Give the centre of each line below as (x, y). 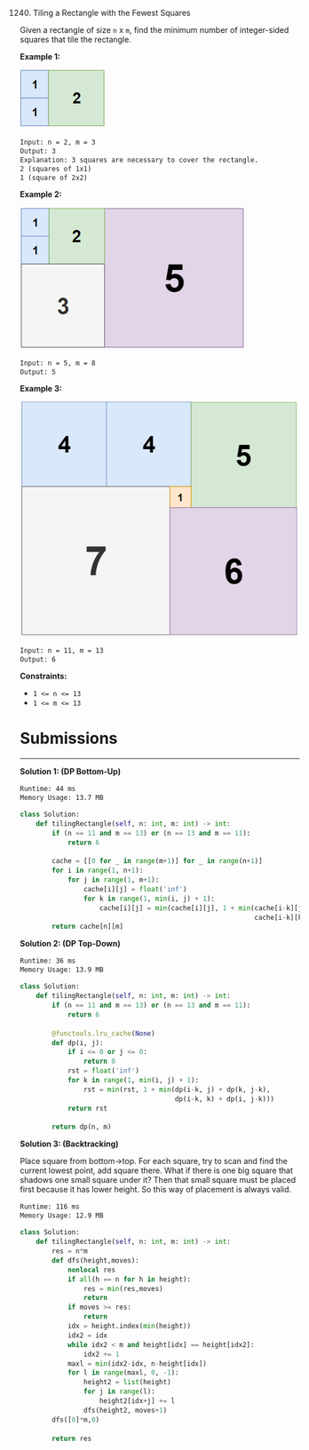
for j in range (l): (119, 1392)
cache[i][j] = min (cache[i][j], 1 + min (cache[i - (193, 908)
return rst (87, 1108)
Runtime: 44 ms (48, 788)
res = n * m (70, 1251)
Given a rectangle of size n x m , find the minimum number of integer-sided (154, 30)
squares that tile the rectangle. (76, 40)
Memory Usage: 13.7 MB (62, 797)
